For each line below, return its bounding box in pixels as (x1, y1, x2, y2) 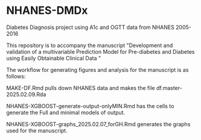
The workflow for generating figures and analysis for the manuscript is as (6, 66, 189, 73)
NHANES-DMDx (6, 4, 88, 17)
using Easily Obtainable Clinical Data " (6, 54, 101, 62)
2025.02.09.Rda (6, 91, 46, 98)
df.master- (156, 84, 182, 91)
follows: (6, 72, 26, 80)
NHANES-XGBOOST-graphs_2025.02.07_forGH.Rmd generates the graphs (6, 120, 191, 127)
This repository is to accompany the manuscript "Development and (6, 42, 173, 49)
